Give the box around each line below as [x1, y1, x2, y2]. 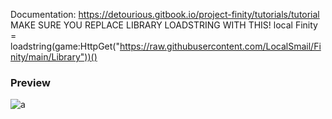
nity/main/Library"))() [10, 51, 98, 63]
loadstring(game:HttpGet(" [10, 40, 120, 52]
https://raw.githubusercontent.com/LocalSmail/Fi [119, 40, 322, 52]
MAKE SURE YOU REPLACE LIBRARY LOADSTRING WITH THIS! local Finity [10, 19, 318, 31]
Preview [10, 75, 51, 89]
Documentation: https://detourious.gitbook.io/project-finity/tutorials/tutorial [10, 9, 320, 20]
